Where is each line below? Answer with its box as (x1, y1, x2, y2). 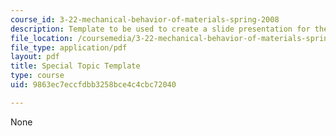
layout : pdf (10, 52, 60, 62)
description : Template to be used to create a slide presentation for (10, 24, 311, 34)
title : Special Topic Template (10, 61, 141, 71)
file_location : (10, 33, 74, 43)
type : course (10, 71, 65, 81)
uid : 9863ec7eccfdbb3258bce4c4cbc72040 (10, 80, 177, 90)
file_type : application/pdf (10, 42, 128, 53)
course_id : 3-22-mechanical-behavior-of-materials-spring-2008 (10, 14, 280, 25)
